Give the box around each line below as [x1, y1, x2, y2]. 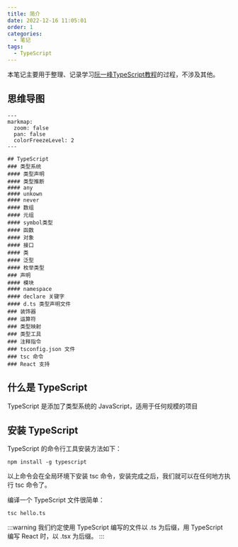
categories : [7, 30, 42, 38]
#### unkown [7, 190, 42, 197]
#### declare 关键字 [7, 293, 65, 300]
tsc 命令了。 [15, 480, 51, 489]
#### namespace [7, 285, 52, 292]
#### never [7, 196, 40, 204]
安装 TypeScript [7, 424, 79, 436]
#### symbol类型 [7, 219, 53, 226]
